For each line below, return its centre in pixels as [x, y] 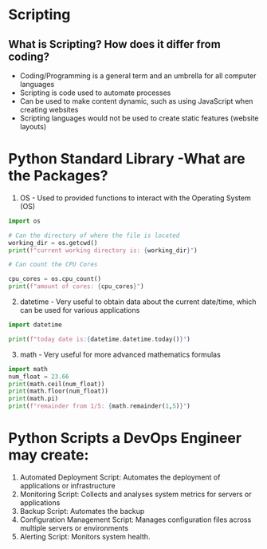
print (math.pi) [33, 399]
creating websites [49, 110]
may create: [49, 455]
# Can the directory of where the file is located [94, 235]
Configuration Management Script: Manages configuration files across [135, 519]
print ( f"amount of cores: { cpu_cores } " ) [77, 286]
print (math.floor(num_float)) [59, 391]
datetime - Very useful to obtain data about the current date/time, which [138, 302]
